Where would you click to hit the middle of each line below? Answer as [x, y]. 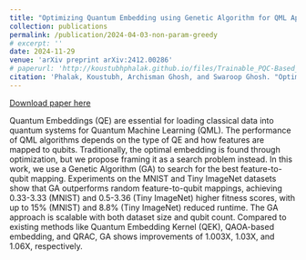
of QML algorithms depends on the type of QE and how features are [137, 140]
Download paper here [50, 103]
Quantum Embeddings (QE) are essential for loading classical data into [142, 120]
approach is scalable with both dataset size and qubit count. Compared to [148, 217]
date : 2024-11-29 [42, 52]
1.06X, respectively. [46, 245]
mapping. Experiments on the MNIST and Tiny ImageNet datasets [153, 178]
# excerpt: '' [36, 43]
